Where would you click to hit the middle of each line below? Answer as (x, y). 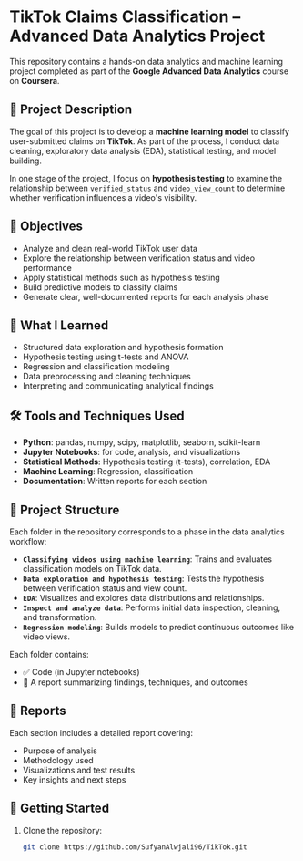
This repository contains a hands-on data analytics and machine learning (146, 61)
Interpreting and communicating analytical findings (118, 386)
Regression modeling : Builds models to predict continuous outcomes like (158, 627)
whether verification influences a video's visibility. (103, 197)
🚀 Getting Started (60, 809)
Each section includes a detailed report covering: (101, 732)
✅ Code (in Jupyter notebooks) (81, 672)
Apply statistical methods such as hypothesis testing (121, 277)
